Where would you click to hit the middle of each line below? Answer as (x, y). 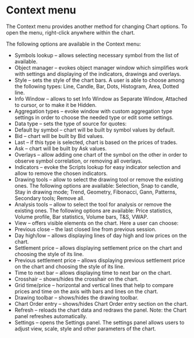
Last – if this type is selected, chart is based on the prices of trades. (96, 142)
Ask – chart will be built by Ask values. (60, 148)
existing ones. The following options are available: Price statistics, (94, 211)
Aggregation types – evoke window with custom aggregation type (94, 111)
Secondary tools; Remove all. (50, 198)
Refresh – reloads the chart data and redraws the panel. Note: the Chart (100, 310)
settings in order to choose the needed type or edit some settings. (94, 117)
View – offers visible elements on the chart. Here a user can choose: (96, 223)
